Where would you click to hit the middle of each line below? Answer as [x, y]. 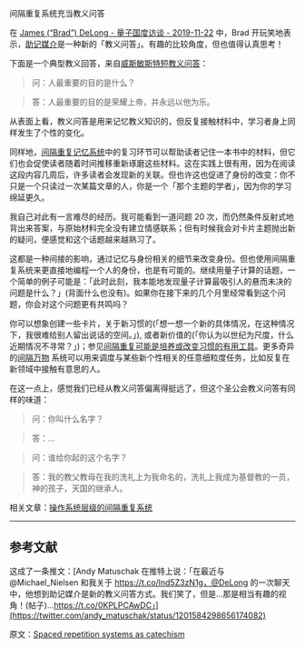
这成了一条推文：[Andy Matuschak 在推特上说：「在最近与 [117, 571]
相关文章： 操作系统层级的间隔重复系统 [81, 508]
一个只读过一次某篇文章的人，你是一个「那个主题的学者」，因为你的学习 [158, 186]
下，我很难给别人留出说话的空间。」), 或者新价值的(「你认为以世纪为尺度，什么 [152, 335]
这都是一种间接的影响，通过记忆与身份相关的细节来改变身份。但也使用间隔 [148, 259]
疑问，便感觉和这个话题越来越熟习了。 [89, 239]
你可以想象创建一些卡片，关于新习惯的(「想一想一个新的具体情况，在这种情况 [152, 324]
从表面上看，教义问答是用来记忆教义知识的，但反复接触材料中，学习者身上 [148, 121]
